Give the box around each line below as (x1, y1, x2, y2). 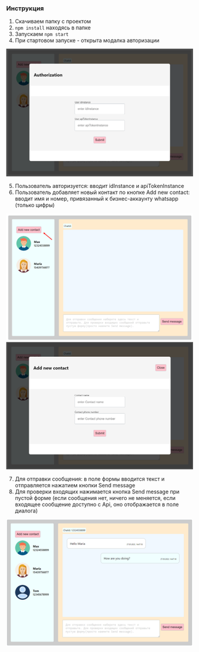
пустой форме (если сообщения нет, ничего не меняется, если (14, 495, 176, 502)
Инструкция (6, 4, 44, 13)
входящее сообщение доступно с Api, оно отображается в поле (14, 501, 179, 508)
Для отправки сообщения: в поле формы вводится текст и (14, 475, 165, 483)
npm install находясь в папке (14, 24, 91, 31)
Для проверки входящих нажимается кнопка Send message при (14, 488, 180, 495)
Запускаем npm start (14, 31, 69, 38)
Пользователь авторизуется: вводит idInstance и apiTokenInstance (14, 182, 184, 189)
